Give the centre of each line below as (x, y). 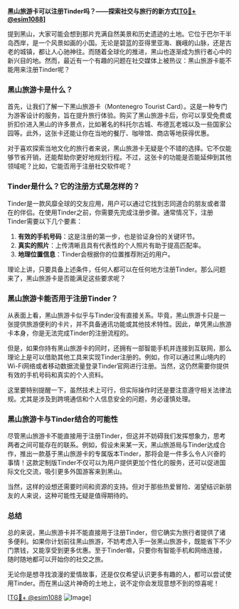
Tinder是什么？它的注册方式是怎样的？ (74, 187)
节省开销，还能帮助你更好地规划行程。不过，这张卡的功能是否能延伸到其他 (122, 157)
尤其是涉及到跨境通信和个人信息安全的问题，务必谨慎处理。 (107, 399)
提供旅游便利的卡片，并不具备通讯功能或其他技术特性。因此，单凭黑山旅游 (122, 324)
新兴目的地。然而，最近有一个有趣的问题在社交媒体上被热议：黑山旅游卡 (113, 61)
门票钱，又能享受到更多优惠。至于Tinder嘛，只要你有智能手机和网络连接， (117, 551)
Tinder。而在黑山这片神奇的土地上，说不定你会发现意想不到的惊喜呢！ (116, 583)
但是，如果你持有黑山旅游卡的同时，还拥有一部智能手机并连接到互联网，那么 (119, 348)
